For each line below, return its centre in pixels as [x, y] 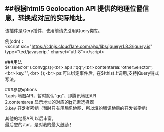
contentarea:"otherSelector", [124, 67]
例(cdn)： [15, 41]
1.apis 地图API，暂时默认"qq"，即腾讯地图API [51, 96]
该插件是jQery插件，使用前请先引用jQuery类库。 [54, 30]
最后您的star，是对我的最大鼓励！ [39, 124]
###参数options [21, 89]
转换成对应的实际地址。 [53, 18]
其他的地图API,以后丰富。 [31, 118]
